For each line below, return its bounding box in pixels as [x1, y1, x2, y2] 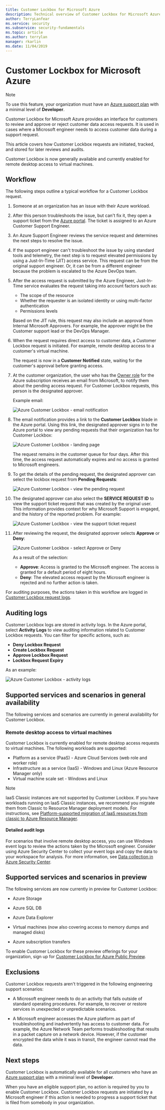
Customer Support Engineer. [12, 223, 71, 229]
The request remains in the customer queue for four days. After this [12, 451, 149, 457]
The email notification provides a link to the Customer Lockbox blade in [12, 416, 158, 423]
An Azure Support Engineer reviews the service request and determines [12, 233, 158, 238]
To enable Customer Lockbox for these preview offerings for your [5, 948, 138, 954]
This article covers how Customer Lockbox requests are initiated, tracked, [5, 141, 155, 147]
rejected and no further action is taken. [20, 580, 99, 585]
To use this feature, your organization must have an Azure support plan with [5, 101, 159, 107]
